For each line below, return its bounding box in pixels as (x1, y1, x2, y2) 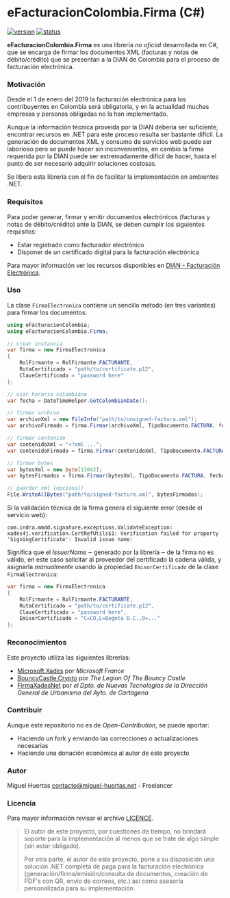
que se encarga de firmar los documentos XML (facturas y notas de (7, 48, 199, 56)
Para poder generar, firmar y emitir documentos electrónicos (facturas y (7, 212, 210, 221)
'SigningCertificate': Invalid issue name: (7, 536, 133, 543)
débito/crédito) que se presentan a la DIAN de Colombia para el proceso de (7, 55, 220, 63)
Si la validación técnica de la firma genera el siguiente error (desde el (7, 503, 203, 512)
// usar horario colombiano (7, 390, 88, 398)
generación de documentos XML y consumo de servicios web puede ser (7, 138, 212, 146)
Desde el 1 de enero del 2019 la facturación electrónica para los (7, 95, 186, 103)
